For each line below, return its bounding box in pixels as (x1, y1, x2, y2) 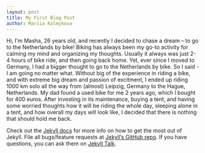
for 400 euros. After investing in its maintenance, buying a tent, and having (6, 95, 195, 103)
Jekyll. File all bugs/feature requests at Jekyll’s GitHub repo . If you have (6, 133, 187, 141)
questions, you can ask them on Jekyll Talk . (6, 140, 117, 147)
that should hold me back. (6, 115, 72, 122)
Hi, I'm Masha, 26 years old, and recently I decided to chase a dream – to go (6, 37, 199, 45)
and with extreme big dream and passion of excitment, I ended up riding (6, 76, 188, 83)
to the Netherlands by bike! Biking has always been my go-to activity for (6, 43, 188, 51)
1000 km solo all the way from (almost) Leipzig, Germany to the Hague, (6, 83, 185, 90)
